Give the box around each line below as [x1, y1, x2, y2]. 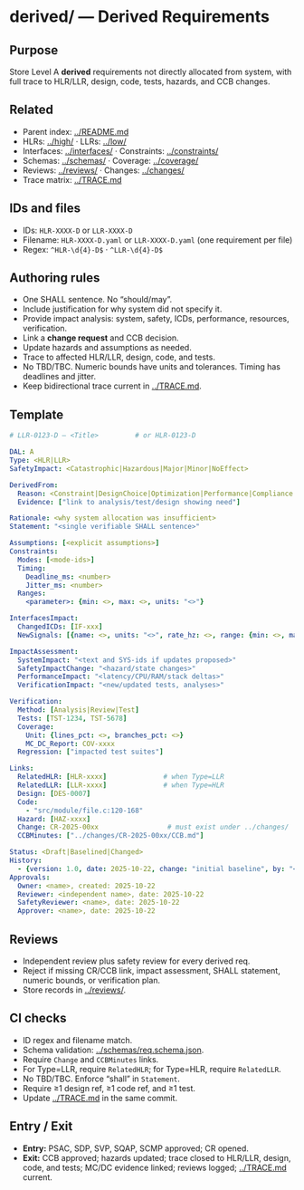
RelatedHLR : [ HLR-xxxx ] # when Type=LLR [17, 773, 224, 782]
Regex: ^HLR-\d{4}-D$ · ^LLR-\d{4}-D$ [22, 244, 163, 254]
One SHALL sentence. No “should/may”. [22, 294, 173, 305]
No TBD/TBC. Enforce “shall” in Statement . [22, 1073, 181, 1084]
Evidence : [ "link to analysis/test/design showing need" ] [17, 497, 242, 506]
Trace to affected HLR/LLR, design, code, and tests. [22, 351, 215, 363]
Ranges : [17, 589, 47, 599]
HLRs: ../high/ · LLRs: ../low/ [22, 136, 127, 147]
